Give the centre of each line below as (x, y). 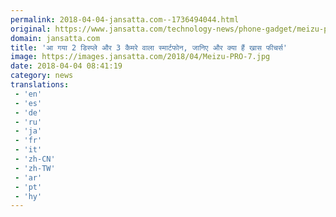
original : (31, 29)
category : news (42, 76)
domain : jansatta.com (55, 38)
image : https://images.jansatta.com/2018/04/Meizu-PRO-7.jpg (140, 57)
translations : (40, 85)
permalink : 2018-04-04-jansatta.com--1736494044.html (125, 19)
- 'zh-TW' (35, 168)
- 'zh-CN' (35, 159)
